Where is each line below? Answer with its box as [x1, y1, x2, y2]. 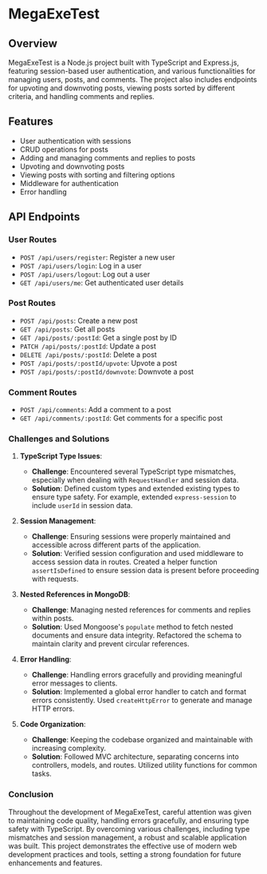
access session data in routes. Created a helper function [31, 557, 218, 567]
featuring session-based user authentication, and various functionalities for [8, 66, 256, 76]
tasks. [31, 769, 52, 779]
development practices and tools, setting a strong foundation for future [8, 849, 241, 859]
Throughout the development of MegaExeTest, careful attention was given [8, 807, 252, 816]
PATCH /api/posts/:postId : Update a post [19, 341, 157, 351]
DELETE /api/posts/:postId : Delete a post [19, 349, 157, 360]
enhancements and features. [8, 858, 103, 868]
